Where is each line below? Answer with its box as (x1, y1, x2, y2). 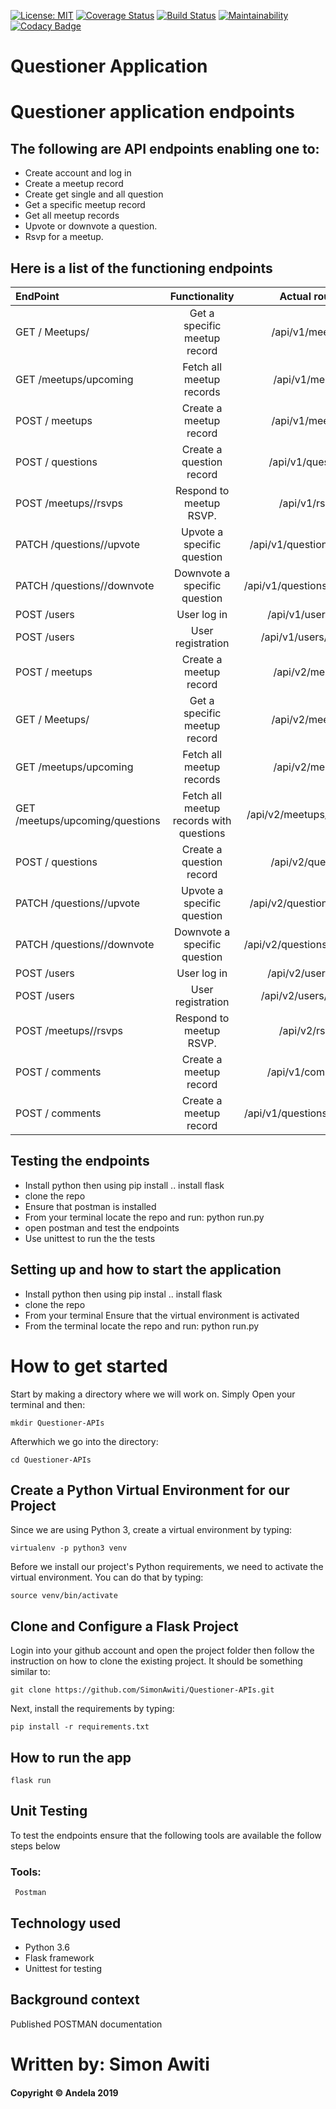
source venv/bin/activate (10, 1591, 118, 1601)
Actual (279, 290, 312, 303)
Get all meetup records (24, 210, 120, 222)
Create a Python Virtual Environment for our (10, 1481, 290, 1499)
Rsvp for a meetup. (24, 231, 104, 243)
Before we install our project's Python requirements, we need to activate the (10, 1561, 324, 1573)
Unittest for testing (24, 1962, 103, 1974)
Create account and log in (24, 167, 132, 179)
